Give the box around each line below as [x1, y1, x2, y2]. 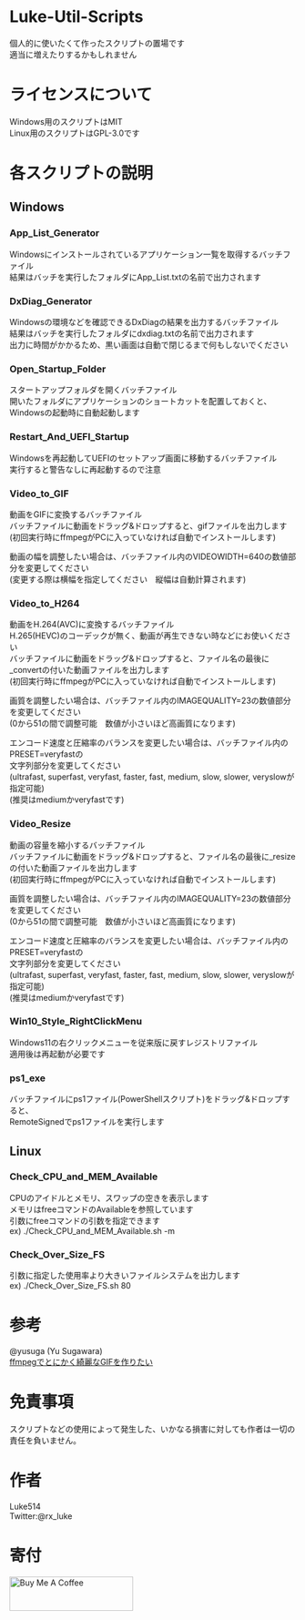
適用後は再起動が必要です [9, 1048, 106, 1059]
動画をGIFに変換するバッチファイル [9, 508, 143, 520]
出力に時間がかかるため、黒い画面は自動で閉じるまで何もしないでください [9, 340, 289, 351]
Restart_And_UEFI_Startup [9, 431, 129, 443]
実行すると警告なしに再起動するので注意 [9, 464, 161, 474]
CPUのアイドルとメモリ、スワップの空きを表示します [9, 1192, 209, 1203]
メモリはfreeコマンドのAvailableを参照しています [9, 1204, 194, 1215]
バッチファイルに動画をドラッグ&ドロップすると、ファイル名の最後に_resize [9, 851, 296, 861]
